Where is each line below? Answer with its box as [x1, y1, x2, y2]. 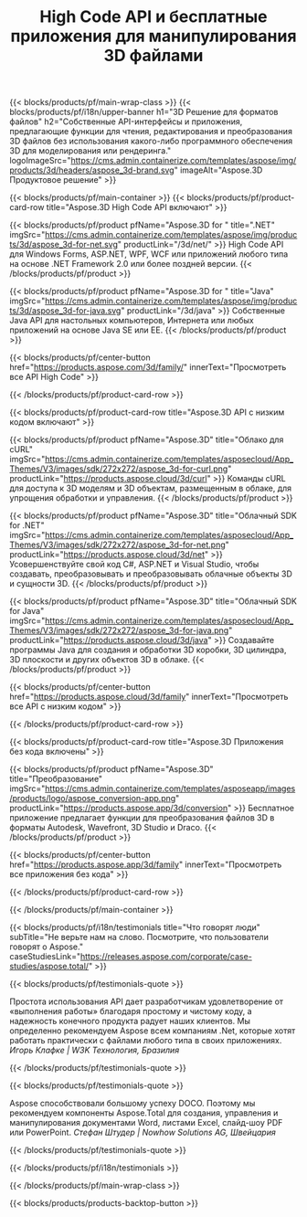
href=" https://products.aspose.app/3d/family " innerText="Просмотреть [9, 859, 282, 870]
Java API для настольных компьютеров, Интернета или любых [9, 315, 254, 326]
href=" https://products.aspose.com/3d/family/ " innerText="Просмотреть [9, 362, 287, 373]
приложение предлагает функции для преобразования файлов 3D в [9, 812, 275, 823]
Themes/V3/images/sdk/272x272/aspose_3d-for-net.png [9, 539, 226, 550]
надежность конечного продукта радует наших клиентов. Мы [9, 1016, 251, 1027]
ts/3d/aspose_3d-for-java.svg [9, 305, 122, 316]
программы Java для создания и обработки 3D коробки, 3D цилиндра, [9, 644, 287, 655]
